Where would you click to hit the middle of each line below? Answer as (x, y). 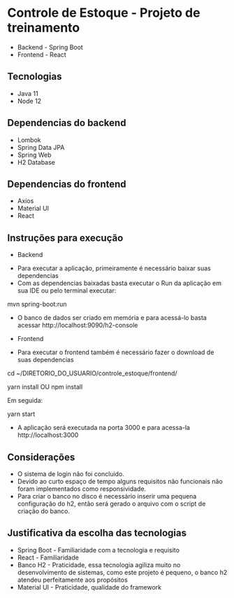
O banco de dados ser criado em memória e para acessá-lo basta (112, 318)
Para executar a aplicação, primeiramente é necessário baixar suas (114, 268)
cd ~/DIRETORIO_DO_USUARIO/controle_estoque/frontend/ (92, 373)
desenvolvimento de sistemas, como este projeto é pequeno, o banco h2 (122, 572)
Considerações (41, 457)
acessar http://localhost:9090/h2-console (78, 325)
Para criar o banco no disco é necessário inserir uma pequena (107, 496)
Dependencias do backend (67, 123)
